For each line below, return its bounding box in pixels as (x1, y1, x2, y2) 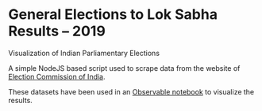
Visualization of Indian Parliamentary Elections (8, 48, 160, 57)
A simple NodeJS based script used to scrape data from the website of (8, 63, 241, 72)
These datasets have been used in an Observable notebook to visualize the (8, 87, 255, 96)
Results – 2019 (8, 22, 106, 40)
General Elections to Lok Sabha (8, 6, 218, 24)
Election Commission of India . (8, 72, 106, 81)
